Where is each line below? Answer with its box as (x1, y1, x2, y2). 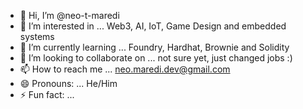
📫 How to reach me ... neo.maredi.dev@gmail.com (19, 63, 231, 75)
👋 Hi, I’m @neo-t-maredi (19, 10, 120, 21)
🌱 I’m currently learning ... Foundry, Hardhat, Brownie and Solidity (19, 41, 290, 53)
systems (19, 31, 55, 42)
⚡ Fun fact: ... (19, 89, 75, 100)
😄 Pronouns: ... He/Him (19, 78, 118, 89)
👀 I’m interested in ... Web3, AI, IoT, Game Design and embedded (19, 20, 287, 32)
